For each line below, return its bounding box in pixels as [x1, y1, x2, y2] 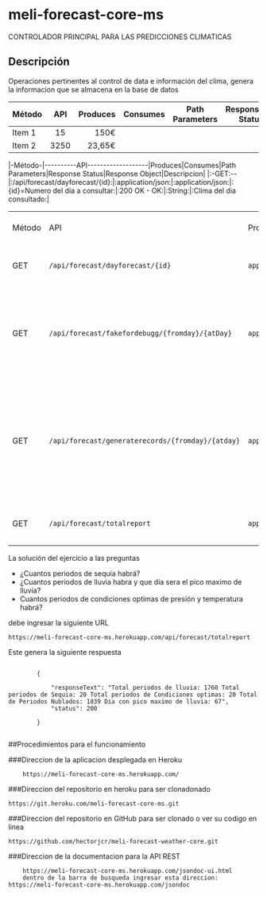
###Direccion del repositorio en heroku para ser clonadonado [8, 784, 211, 793]
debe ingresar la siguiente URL [8, 617, 109, 627]
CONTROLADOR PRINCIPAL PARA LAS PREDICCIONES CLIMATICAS [8, 32, 232, 41]
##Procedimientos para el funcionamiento [8, 739, 146, 749]
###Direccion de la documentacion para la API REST [8, 851, 181, 861]
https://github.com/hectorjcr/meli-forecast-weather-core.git [8, 837, 219, 845]
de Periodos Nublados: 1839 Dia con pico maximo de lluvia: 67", [8, 697, 229, 706]
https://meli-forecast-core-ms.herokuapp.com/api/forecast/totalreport [8, 633, 250, 641]
